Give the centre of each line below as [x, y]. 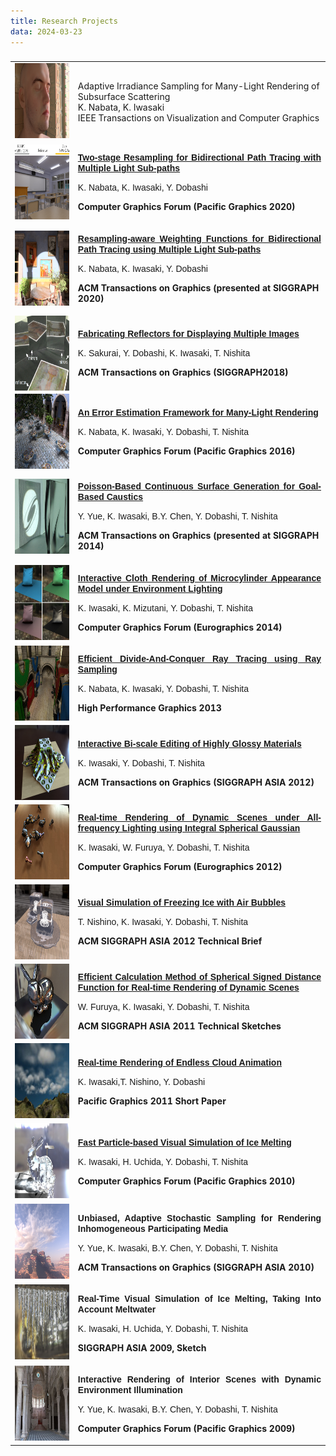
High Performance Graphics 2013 [149, 707]
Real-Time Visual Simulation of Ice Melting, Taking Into [199, 1298]
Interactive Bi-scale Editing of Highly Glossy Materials [189, 743]
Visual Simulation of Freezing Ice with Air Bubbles [181, 903]
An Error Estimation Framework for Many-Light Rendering [198, 412]
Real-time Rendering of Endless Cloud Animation [179, 1063]
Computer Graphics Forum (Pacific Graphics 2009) [186, 1429]
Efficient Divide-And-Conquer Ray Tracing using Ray [199, 658]
